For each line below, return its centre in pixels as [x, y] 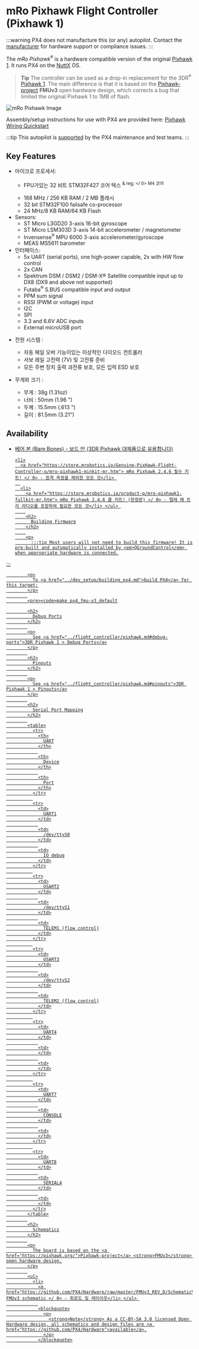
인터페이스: [28, 250]
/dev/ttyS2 [57, 980]
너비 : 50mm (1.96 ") [48, 400]
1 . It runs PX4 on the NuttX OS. [44, 65]
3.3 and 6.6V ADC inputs [54, 321]
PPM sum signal [43, 296]
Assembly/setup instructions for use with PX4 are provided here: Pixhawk [96, 119]
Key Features [31, 156]
